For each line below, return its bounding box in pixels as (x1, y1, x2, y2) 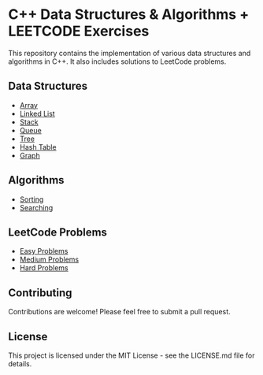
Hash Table (19, 142, 57, 151)
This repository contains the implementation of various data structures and (8, 48, 251, 58)
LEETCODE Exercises (8, 22, 150, 40)
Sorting (19, 195, 44, 204)
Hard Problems (19, 263, 69, 273)
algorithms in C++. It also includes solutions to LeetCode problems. (8, 57, 227, 66)
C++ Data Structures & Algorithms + (8, 6, 250, 24)
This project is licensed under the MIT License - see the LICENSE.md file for (8, 351, 255, 360)
